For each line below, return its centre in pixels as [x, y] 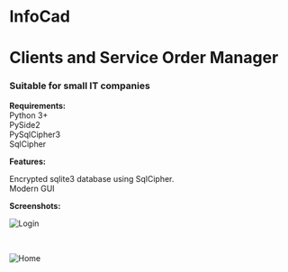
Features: [28, 161]
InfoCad [40, 17]
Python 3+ [29, 115]
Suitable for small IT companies [80, 86]
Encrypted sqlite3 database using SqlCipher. [92, 178]
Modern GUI [32, 188]
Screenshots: [35, 205]
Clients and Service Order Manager [144, 58]
